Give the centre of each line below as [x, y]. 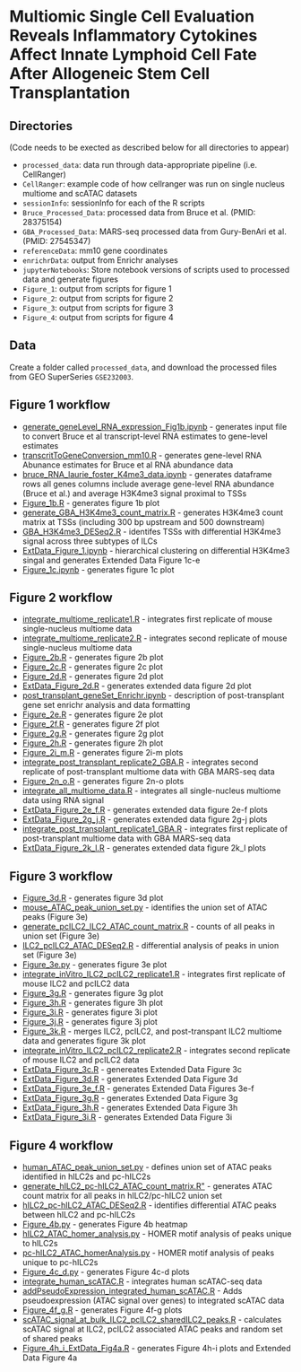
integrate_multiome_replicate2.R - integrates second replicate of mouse [155, 638]
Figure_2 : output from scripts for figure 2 [98, 298]
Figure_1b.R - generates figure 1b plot [90, 502]
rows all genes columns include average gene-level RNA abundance [148, 484]
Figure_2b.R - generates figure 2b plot [93, 658]
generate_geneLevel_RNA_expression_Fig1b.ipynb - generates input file [155, 426]
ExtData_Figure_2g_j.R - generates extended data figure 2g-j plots [145, 819]
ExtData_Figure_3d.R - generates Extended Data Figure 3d [130, 1079]
